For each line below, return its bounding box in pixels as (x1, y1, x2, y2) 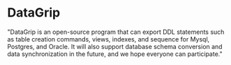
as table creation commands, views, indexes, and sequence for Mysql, (7, 35, 210, 43)
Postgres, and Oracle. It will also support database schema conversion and (7, 42, 223, 50)
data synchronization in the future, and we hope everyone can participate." (7, 50, 223, 58)
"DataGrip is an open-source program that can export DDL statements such (7, 28, 225, 36)
